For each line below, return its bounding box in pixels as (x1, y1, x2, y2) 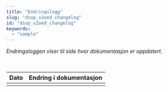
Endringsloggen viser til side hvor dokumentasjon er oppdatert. (6, 48, 163, 55)
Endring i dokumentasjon (29, 73, 103, 82)
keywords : (6, 25, 31, 32)
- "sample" (11, 31, 39, 37)
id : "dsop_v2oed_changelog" (6, 20, 77, 26)
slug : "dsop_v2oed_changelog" (6, 14, 82, 20)
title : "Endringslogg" (6, 8, 63, 15)
